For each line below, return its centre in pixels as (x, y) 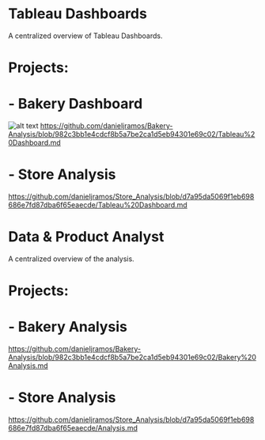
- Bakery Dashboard (76, 104)
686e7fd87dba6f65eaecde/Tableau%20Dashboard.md (98, 205)
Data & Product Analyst (86, 237)
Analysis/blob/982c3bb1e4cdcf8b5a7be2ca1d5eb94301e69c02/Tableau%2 (132, 135)
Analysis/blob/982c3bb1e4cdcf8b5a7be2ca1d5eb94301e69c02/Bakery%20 (132, 358)
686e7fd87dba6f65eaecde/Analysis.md (73, 428)
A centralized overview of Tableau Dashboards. (86, 36)
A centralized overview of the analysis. (71, 259)
